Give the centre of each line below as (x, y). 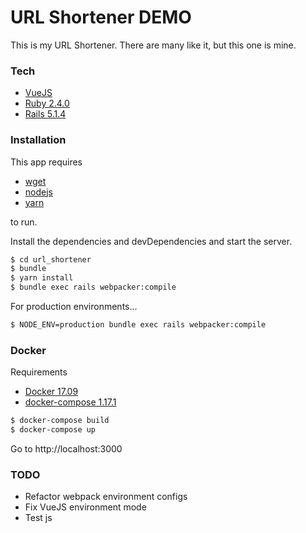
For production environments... (74, 307)
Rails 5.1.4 (45, 114)
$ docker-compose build (60, 421)
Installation (38, 140)
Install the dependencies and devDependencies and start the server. (151, 241)
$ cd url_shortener (51, 259)
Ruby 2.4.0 (47, 103)
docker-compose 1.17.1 (70, 402)
